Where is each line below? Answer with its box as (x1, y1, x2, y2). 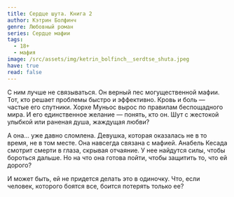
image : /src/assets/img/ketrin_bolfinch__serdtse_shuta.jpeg (7, 56, 190, 63)
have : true (7, 62, 39, 69)
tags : (7, 36, 23, 43)
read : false (7, 68, 42, 75)
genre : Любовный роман (7, 23, 74, 30)
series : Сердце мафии (7, 29, 71, 37)
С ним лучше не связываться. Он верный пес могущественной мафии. (7, 88, 220, 96)
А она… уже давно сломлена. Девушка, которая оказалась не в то (7, 131, 207, 140)
